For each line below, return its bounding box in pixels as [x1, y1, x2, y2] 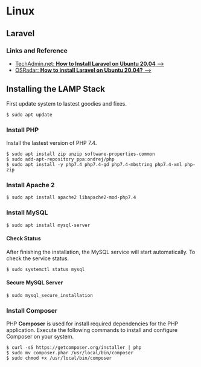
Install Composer [6, 306, 58, 314]
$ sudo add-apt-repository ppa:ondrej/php [6, 156, 115, 162]
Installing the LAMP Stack [6, 84, 106, 94]
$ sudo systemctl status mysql [6, 266, 85, 272]
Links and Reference [6, 46, 68, 55]
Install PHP [6, 126, 39, 134]
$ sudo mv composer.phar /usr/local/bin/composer [6, 350, 134, 356]
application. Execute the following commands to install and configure [6, 327, 178, 334]
